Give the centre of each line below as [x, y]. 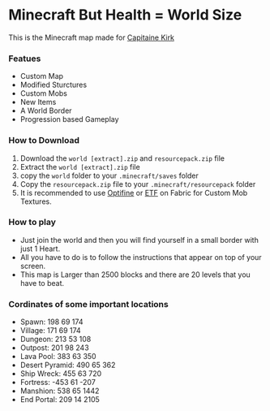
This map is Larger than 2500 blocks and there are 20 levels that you [135, 275]
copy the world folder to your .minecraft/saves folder [109, 175]
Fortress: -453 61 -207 [58, 383]
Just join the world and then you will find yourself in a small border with [139, 240]
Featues [25, 58]
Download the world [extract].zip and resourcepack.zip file [122, 158]
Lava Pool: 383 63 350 [58, 357]
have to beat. [42, 283]
